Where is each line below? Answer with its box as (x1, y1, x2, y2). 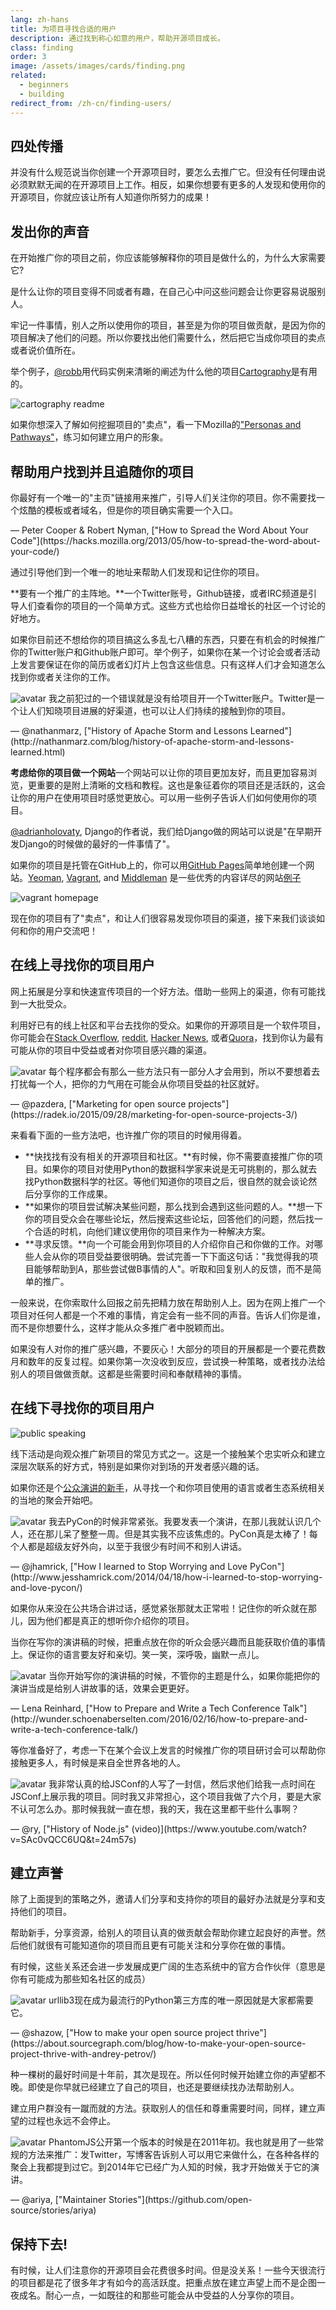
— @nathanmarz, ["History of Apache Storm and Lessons (10, 724, 248, 736)
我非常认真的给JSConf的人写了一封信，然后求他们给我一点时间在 (48, 1777, 317, 1790)
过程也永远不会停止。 (27, 2115, 116, 2127)
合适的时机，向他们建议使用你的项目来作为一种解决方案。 (33, 1225, 271, 1237)
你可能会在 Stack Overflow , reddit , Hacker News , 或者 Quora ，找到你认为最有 (10, 1031, 325, 1043)
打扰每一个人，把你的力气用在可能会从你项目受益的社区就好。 (10, 1077, 265, 1090)
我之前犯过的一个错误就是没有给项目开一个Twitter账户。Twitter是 (48, 692, 316, 704)
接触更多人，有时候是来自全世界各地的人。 (10, 1756, 186, 1768)
